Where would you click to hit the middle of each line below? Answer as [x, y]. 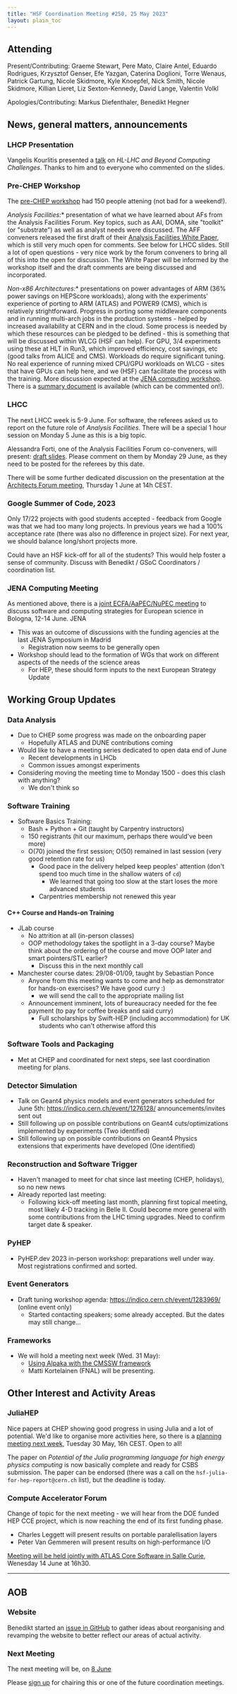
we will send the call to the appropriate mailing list [111, 996]
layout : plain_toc [34, 20]
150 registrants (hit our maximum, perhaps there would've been [120, 836]
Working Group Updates [62, 699]
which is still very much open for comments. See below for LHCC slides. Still [118, 245]
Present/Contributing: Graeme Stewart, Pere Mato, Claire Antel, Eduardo [112, 66]
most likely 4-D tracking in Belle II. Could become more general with [127, 1210]
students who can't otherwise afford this [97, 1026]
